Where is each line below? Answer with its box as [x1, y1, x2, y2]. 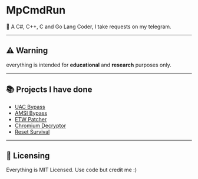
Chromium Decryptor [14, 122, 67, 129]
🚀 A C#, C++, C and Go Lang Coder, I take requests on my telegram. [6, 23, 172, 30]
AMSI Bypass [14, 110, 48, 117]
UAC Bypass [14, 103, 45, 110]
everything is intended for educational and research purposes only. [6, 61, 172, 68]
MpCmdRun [6, 4, 66, 17]
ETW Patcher [14, 115, 47, 122]
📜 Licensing [6, 151, 50, 161]
